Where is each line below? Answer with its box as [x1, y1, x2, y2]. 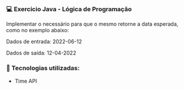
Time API [14, 77, 37, 84]
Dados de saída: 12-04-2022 [6, 49, 76, 57]
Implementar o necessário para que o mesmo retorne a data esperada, [6, 20, 179, 28]
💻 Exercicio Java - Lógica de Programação [6, 5, 132, 13]
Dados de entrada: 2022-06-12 [6, 38, 82, 45]
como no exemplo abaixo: [6, 27, 69, 34]
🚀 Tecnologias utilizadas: [6, 64, 80, 72]
